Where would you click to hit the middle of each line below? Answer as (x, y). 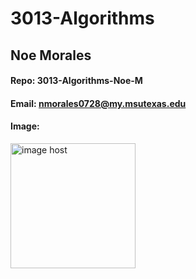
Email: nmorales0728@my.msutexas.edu (98, 103)
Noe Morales (51, 55)
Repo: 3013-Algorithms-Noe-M (76, 81)
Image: (25, 126)
